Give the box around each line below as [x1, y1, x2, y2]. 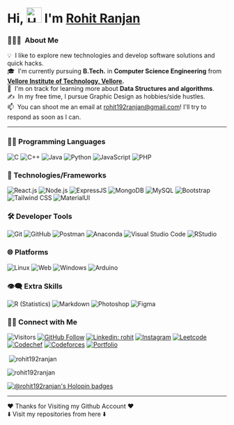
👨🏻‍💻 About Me [7, 36, 59, 45]
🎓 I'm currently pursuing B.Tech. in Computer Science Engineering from [7, 67, 222, 75]
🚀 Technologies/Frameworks [7, 170, 107, 180]
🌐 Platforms [7, 247, 49, 257]
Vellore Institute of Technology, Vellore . [7, 77, 125, 85]
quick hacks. [7, 59, 44, 68]
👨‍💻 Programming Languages [7, 137, 106, 147]
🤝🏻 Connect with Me [7, 317, 78, 326]
